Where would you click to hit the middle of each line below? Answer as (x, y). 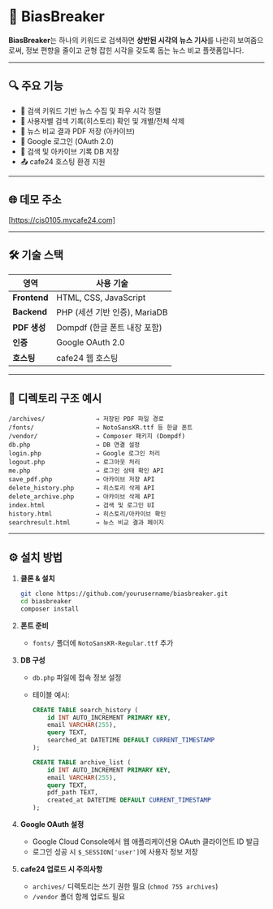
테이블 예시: (51, 694)
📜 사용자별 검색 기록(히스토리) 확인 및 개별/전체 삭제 (102, 120)
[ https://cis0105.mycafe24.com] (62, 220)
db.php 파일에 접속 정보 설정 (77, 677)
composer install (50, 609)
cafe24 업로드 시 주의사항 (61, 869)
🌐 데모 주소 (35, 200)
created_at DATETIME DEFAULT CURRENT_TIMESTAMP (129, 800)
